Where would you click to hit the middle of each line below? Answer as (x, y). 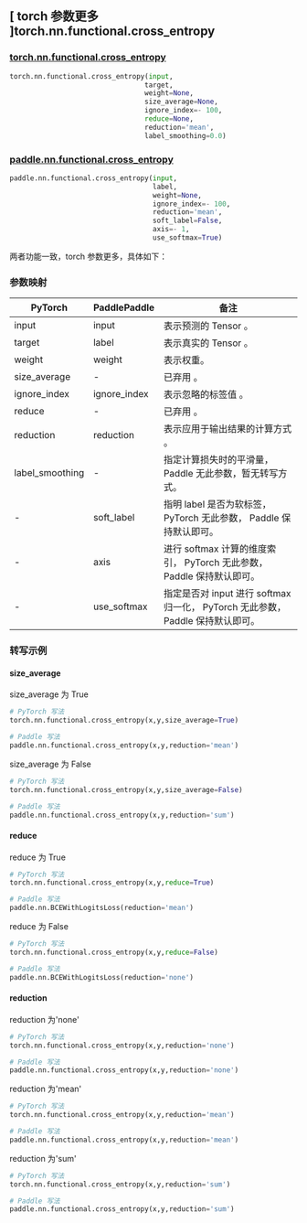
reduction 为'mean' (46, 1089)
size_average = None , (182, 102)
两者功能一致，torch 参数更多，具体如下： (89, 256)
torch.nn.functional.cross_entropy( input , (91, 76)
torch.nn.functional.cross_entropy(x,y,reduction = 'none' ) (122, 1046)
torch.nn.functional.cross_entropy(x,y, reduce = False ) (114, 952)
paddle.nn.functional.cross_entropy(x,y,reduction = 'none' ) (124, 1070)
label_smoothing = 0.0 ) (185, 135)
